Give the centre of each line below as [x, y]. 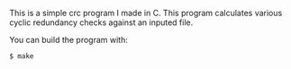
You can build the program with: [69, 40]
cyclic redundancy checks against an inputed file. [101, 22]
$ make [22, 56]
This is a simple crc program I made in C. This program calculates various [146, 13]
